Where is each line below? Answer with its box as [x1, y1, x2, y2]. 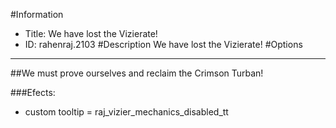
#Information [10, 9, 64, 20]
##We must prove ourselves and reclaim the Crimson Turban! [10, 67, 264, 79]
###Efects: [10, 87, 56, 98]
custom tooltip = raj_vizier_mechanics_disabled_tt [24, 106, 229, 118]
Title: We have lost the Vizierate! [24, 28, 158, 39]
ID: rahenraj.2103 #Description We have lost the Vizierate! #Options [24, 39, 303, 50]
